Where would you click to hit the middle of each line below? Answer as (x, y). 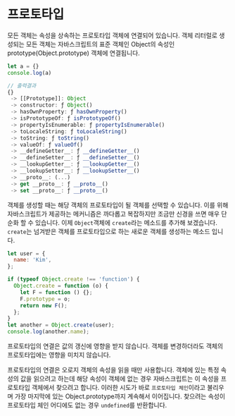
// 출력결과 (22, 85)
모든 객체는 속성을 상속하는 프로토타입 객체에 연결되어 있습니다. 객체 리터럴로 (113, 35)
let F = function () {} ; (56, 292)
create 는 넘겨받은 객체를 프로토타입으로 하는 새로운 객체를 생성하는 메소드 (109, 231)
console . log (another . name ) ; (49, 332)
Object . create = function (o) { (61, 286)
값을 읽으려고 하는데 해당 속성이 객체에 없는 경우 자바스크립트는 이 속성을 (120, 379)
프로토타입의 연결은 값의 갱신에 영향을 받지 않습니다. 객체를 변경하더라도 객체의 (115, 346)
